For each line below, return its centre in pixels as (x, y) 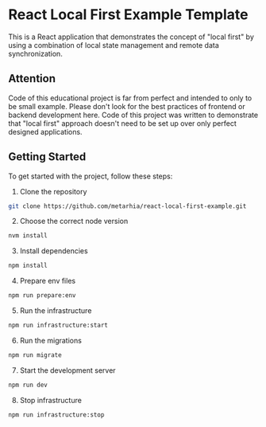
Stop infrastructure (50, 400)
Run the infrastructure (56, 311)
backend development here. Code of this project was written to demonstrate (133, 115)
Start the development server (68, 370)
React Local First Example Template (128, 15)
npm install (28, 266)
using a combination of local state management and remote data (114, 45)
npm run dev (28, 385)
